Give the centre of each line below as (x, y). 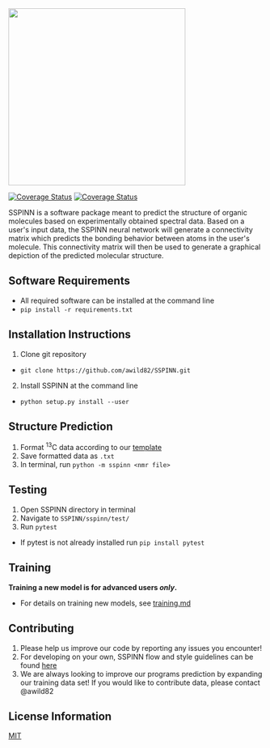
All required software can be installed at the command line (117, 300)
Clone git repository (53, 354)
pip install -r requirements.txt (76, 310)
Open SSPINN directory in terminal (78, 509)
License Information (60, 716)
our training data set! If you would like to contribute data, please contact (140, 682)
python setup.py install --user (74, 402)
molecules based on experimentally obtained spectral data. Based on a (127, 221)
